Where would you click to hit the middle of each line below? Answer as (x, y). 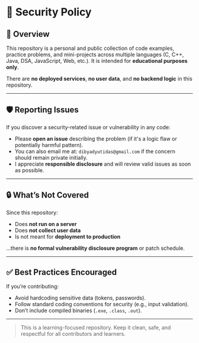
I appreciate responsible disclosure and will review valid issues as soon (103, 164)
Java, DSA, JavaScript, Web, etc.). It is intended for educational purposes (97, 61)
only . (12, 67)
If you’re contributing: (33, 287)
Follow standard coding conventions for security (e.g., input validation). (102, 304)
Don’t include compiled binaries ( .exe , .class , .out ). (78, 310)
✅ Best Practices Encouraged (62, 272)
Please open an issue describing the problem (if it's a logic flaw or (96, 138)
